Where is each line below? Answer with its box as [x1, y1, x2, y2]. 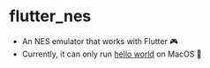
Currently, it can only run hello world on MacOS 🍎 [21, 49, 202, 59]
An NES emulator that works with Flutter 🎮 [21, 35, 179, 46]
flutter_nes [9, 6, 92, 26]
